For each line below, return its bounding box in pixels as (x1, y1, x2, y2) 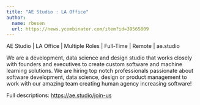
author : (6, 15, 26, 21)
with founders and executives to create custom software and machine (6, 61, 182, 68)
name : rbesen (12, 20, 45, 26)
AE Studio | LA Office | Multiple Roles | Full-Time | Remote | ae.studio (6, 42, 180, 50)
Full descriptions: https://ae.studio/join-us (6, 92, 112, 99)
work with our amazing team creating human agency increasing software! (6, 80, 192, 87)
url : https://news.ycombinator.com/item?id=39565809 (12, 25, 149, 32)
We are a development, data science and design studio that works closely (6, 54, 193, 61)
